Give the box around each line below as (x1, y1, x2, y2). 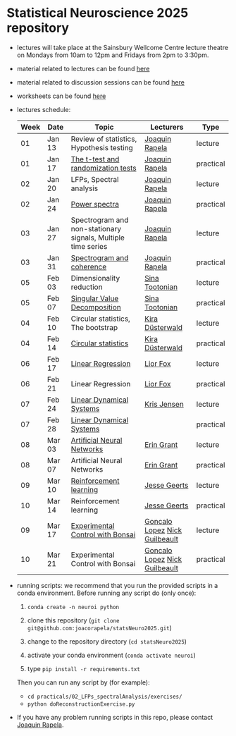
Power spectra (70, 199, 119, 209)
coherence (70, 262, 107, 271)
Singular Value (70, 293, 119, 303)
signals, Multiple (70, 233, 125, 243)
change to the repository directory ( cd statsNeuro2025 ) (27, 637, 187, 646)
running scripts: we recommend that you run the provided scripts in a (16, 581, 218, 589)
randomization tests (70, 163, 137, 173)
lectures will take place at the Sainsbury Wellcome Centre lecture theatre (16, 43, 229, 51)
